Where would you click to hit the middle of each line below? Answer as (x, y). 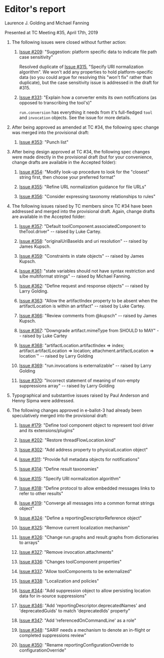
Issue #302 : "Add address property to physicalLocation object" (83, 449)
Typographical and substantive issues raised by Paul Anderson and (80, 395)
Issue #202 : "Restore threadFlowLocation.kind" (67, 440)
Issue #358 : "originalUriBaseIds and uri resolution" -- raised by (83, 241)
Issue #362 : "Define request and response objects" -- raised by (84, 286)
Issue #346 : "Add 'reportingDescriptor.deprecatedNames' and (82, 605)
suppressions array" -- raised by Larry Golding (67, 385)
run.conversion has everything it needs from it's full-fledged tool (86, 112)
